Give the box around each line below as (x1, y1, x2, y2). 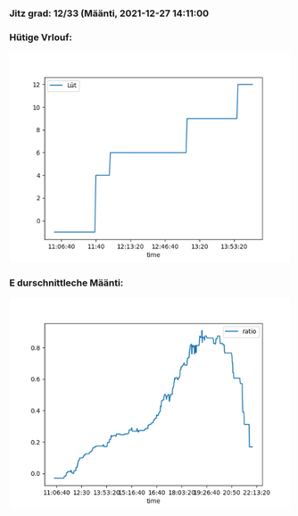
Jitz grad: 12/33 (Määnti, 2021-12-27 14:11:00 (9, 7, 210, 20)
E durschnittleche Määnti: (9, 277, 124, 289)
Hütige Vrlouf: (9, 30, 73, 43)
